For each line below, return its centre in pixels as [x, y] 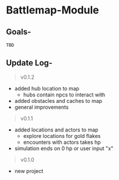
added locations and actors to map [56, 130]
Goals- [19, 32]
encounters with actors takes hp [62, 142]
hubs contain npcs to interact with [64, 95]
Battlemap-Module [52, 10]
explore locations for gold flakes [62, 136]
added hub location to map [47, 88]
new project [29, 171]
